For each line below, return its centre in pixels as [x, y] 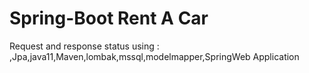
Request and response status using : [84, 46]
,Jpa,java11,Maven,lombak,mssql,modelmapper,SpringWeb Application [154, 56]
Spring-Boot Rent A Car [109, 18]
